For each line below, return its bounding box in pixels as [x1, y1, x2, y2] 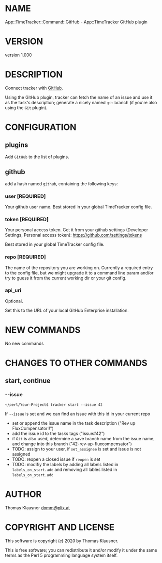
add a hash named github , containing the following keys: [5, 180, 118, 187]
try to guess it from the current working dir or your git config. [5, 275, 127, 281]
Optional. [5, 298, 23, 304]
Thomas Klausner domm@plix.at [5, 505, 70, 511]
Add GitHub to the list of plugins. [5, 154, 69, 160]
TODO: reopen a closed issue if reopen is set [12, 456, 101, 462]
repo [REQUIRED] [5, 254, 46, 260]
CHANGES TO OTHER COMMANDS [5, 357, 147, 369]
